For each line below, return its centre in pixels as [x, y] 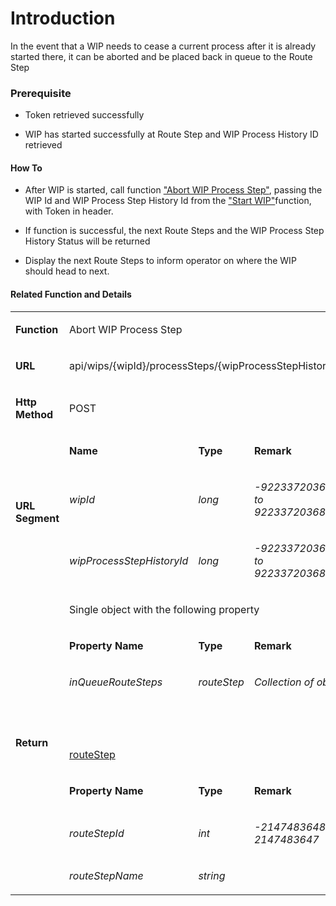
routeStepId [97, 833]
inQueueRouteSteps [116, 682]
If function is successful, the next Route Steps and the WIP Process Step [174, 231]
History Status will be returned [87, 241]
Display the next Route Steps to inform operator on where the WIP [160, 261]
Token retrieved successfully [84, 115]
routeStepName [106, 875]
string [212, 875]
